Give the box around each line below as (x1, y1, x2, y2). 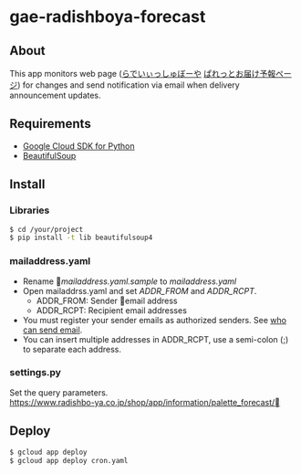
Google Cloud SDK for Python (22, 140, 135, 152)
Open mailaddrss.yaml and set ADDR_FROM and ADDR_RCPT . (22, 285, 257, 296)
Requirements (9, 116, 91, 132)
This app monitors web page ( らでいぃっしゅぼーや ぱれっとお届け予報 (9, 68, 276, 79)
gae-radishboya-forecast (9, 6, 206, 27)
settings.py (9, 366, 62, 379)
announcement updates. (9, 90, 102, 100)
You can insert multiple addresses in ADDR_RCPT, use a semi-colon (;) (22, 333, 289, 344)
